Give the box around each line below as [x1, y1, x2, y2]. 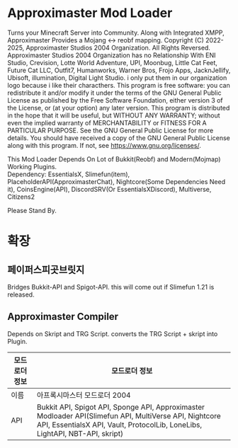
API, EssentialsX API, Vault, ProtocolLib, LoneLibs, [36, 420, 203, 430]
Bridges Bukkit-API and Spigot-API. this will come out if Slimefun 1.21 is [7, 282, 215, 291]
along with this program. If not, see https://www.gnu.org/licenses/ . [7, 141, 202, 149]
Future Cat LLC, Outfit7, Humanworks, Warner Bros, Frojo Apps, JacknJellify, [7, 66, 231, 74]
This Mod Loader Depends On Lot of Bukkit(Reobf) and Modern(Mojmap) [7, 154, 221, 163]
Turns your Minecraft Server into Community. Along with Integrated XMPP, [7, 28, 225, 37]
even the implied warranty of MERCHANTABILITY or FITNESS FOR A [7, 118, 207, 127]
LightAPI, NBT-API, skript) [36, 428, 124, 438]
